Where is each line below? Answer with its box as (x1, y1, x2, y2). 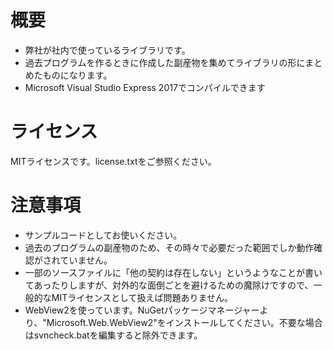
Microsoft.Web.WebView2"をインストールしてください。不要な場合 (46, 316, 323, 328)
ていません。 (59, 254, 113, 266)
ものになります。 (42, 69, 113, 81)
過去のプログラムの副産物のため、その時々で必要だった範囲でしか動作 (24, 241, 315, 253)
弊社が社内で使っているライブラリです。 (24, 44, 191, 56)
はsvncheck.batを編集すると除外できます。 (24, 329, 203, 341)
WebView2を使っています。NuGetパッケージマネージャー (24, 304, 260, 316)
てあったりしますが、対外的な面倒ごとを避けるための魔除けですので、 (24, 279, 314, 291)
